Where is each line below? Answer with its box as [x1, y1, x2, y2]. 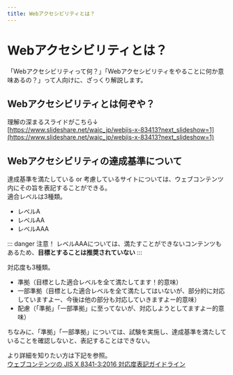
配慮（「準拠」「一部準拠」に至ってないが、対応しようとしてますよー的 [17, 304, 218, 313]
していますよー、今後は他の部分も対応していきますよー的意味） [17, 295, 201, 304]
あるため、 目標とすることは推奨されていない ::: [7, 249, 143, 257]
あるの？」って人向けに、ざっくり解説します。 [13, 75, 147, 84]
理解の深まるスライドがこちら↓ [7, 118, 98, 126]
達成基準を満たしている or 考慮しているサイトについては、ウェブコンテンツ [7, 175, 224, 184]
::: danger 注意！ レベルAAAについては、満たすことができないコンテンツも [7, 240, 222, 248]
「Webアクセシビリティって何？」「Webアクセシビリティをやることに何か [7, 67, 218, 75]
